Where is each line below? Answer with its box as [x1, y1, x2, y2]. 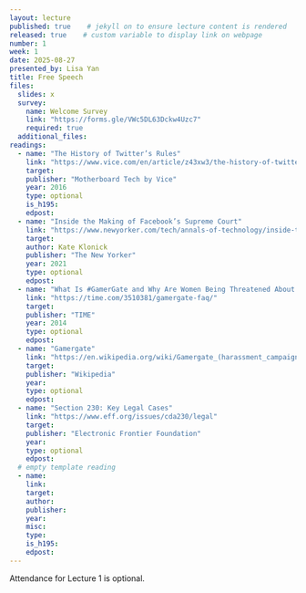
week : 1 [9, 47, 39, 57]
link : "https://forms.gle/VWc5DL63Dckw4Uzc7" [25, 115, 202, 124]
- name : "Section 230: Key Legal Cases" [17, 403, 173, 413]
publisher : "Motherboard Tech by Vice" [25, 174, 178, 183]
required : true [25, 124, 84, 133]
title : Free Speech [9, 73, 84, 82]
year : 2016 [25, 183, 67, 192]
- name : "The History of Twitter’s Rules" [17, 149, 181, 158]
